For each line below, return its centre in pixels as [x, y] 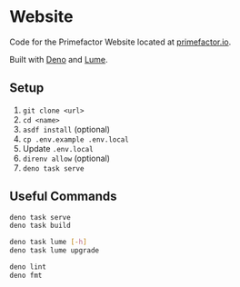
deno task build [40, 226]
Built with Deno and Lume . [59, 59]
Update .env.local [58, 148]
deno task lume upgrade [55, 251]
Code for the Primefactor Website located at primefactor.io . [120, 42]
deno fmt [26, 275]
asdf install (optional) [66, 129]
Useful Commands [63, 197]
